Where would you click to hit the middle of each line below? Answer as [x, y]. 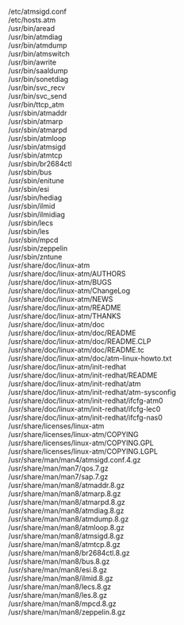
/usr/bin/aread [32, 28]
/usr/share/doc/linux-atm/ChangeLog [69, 291]
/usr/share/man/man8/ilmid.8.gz [61, 578]
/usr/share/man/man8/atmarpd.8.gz [67, 502]
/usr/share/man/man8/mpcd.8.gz [62, 604]
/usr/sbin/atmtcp [35, 155]
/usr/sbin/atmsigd [37, 147]
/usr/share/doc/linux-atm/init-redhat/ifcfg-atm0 [86, 400]
